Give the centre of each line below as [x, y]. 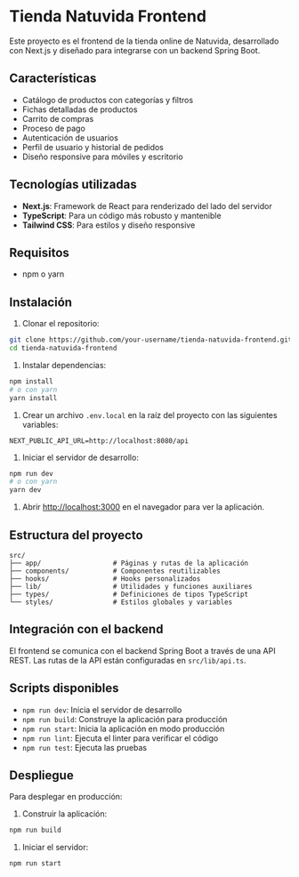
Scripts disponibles [64, 688]
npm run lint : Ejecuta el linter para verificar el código [120, 738]
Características [53, 79]
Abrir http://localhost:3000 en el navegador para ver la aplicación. [143, 507]
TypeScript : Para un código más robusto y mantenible [121, 215]
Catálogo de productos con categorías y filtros [108, 100]
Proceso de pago [54, 128]
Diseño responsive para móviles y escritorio [103, 157]
